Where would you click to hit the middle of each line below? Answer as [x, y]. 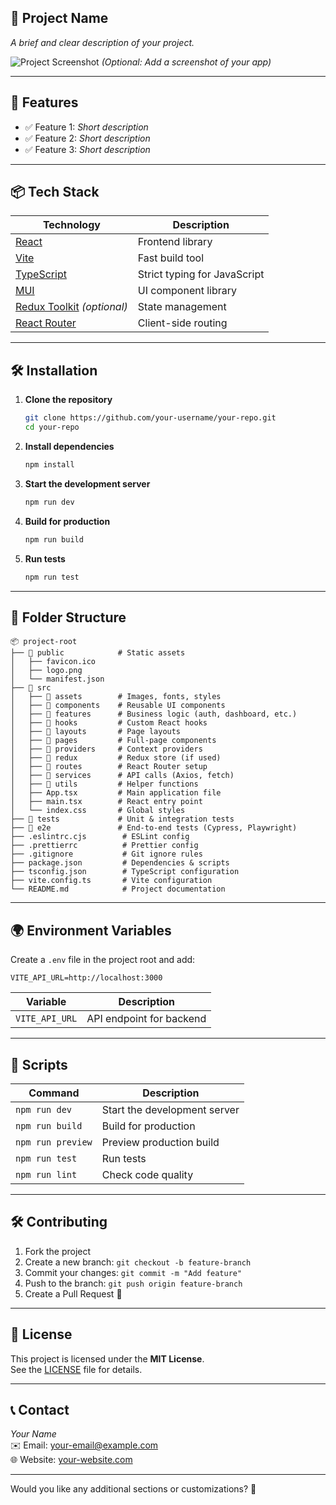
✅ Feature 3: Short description [87, 149]
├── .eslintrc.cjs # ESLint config [100, 837]
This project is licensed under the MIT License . [107, 1358]
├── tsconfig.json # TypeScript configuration [125, 872]
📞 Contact [40, 1409]
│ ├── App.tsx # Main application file [116, 793]
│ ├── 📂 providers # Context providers [106, 749]
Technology [71, 225]
